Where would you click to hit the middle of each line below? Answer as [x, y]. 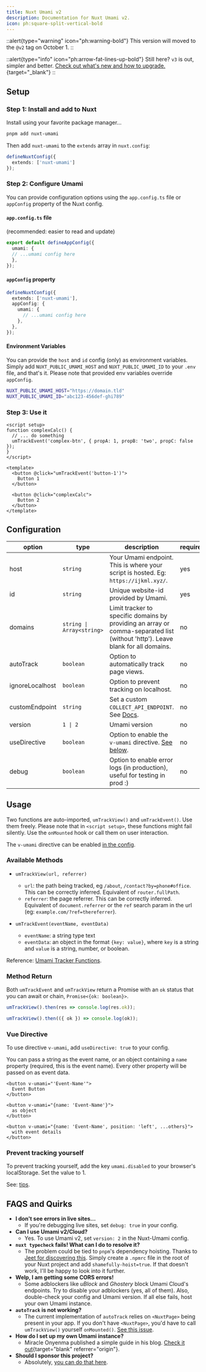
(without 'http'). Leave [141, 638]
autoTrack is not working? [48, 1310]
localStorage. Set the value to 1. [46, 1172]
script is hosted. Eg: [138, 573]
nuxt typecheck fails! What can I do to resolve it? [78, 1245]
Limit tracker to [131, 608]
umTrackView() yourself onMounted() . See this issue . [89, 1330]
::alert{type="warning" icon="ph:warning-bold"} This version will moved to [101, 41]
